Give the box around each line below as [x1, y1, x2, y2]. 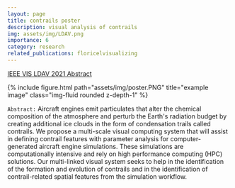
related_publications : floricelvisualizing [7, 50, 138, 57]
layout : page [7, 10, 46, 18]
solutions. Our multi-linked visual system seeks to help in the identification [7, 157, 224, 165]
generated [7, 142, 38, 150]
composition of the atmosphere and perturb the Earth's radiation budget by [7, 111, 227, 121]
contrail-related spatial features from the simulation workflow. [7, 172, 188, 181]
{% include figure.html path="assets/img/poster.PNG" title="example [7, 83, 209, 92]
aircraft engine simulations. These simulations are [38, 142, 184, 150]
